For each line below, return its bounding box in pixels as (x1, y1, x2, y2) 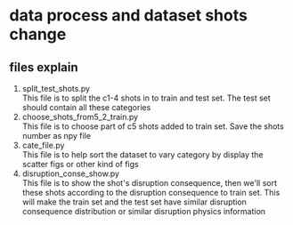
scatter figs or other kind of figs (21, 159, 140, 169)
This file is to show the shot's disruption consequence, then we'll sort (21, 178, 278, 188)
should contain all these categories (21, 102, 151, 112)
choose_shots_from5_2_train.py (21, 112, 139, 122)
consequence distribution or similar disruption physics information (21, 206, 265, 216)
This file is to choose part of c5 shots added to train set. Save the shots (21, 121, 285, 132)
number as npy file (21, 131, 92, 141)
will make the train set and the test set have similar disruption (21, 197, 248, 207)
